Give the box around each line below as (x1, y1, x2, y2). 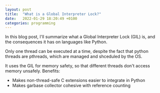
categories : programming (5, 20, 56, 26)
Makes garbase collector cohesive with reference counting (12, 83, 131, 89)
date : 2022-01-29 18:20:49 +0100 (5, 16, 78, 21)
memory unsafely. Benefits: (5, 68, 60, 74)
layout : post (5, 7, 32, 12)
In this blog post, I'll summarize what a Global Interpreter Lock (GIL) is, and (5, 34, 155, 40)
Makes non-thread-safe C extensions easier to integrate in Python (12, 77, 145, 83)
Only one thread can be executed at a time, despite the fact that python (5, 48, 149, 54)
